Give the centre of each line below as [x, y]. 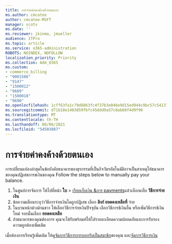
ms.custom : [17, 67]
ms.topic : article [25, 44]
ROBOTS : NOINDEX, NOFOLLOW [34, 53]
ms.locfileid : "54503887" [33, 129]
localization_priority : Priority [41, 58]
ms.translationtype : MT [31, 115]
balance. [15, 180]
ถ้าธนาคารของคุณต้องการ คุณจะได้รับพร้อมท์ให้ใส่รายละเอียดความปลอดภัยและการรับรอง [86, 219]
